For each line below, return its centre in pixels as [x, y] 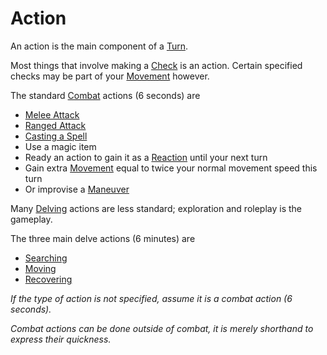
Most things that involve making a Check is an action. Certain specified [156, 65]
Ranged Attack [55, 125]
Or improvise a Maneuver [77, 189]
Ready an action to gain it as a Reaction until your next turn [146, 157]
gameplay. [31, 219]
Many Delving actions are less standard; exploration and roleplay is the [156, 208]
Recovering [48, 279]
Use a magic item [60, 146]
